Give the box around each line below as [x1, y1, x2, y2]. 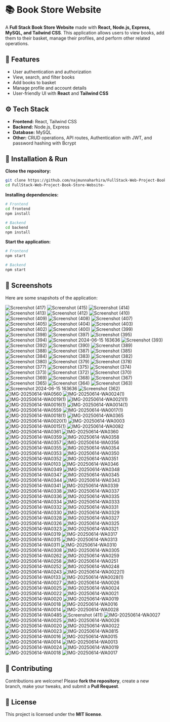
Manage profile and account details [12, 85, 87, 91]
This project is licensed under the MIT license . [5, 711, 103, 717]
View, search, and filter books [12, 74, 75, 80]
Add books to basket [12, 79, 56, 85]
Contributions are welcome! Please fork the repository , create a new [5, 678, 149, 684]
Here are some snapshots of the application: [5, 295, 98, 301]
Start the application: [5, 239, 51, 245]
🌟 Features [5, 55, 40, 64]
